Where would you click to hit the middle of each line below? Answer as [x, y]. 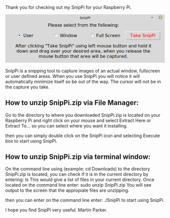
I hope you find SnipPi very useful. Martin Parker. [56, 210]
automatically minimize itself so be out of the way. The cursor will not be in [83, 81]
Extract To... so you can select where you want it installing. [67, 125]
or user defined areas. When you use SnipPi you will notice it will [73, 76]
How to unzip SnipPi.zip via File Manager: [72, 103]
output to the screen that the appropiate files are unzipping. [67, 190]
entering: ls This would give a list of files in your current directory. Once [80, 180]
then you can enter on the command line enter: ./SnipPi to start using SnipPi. [85, 200]
